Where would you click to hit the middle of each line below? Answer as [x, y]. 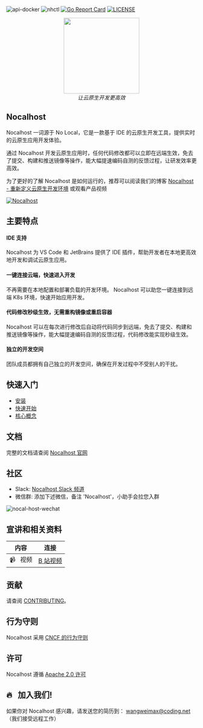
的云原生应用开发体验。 [35, 140]
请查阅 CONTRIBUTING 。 [38, 601]
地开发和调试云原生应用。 [38, 260]
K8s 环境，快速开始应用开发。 [50, 297]
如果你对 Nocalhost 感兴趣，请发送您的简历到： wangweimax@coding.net [98, 711]
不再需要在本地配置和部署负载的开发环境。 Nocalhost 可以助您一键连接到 [97, 289]
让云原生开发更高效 [101, 98]
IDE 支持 [17, 238]
